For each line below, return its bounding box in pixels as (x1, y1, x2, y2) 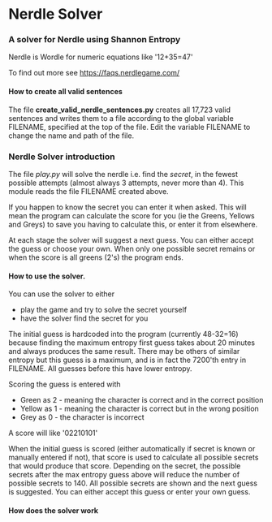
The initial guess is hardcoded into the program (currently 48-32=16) (8, 330, 239, 339)
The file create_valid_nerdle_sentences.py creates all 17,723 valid (8, 105, 231, 114)
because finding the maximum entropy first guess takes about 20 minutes (8, 338, 256, 347)
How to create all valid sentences (8, 87, 123, 97)
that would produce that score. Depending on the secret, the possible (8, 461, 241, 471)
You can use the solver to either (8, 289, 115, 299)
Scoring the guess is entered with (8, 379, 121, 390)
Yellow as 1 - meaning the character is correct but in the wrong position (19, 403, 260, 414)
